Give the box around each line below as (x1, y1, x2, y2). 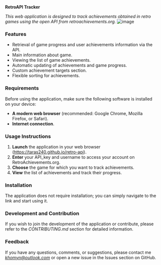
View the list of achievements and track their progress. (12, 169, 122, 175)
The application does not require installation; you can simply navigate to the (5, 193, 157, 199)
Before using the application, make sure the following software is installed (5, 96, 153, 101)
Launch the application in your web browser (12, 144, 101, 149)
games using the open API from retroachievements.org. (5, 19, 116, 24)
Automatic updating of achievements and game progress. (12, 63, 127, 68)
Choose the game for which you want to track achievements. (12, 165, 134, 170)
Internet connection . (12, 121, 55, 127)
